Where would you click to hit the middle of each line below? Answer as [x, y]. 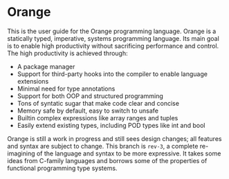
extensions [33, 81]
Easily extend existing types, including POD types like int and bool [111, 125]
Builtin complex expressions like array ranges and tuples [98, 117]
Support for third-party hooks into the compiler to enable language [112, 74]
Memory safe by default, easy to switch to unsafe [88, 111]
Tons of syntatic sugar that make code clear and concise [98, 103]
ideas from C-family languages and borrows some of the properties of [107, 160]
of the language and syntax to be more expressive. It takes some [129, 153]
